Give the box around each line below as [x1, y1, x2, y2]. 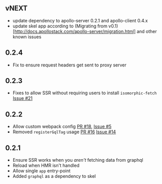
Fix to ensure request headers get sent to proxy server [12, 62, 127, 68]
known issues [12, 33, 42, 40]
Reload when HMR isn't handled [12, 162, 80, 169]
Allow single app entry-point [12, 168, 71, 174]
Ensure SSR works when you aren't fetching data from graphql [12, 157, 143, 163]
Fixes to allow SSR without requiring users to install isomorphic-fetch [12, 90, 157, 96]
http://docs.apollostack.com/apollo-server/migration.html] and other [14, 28, 157, 34]
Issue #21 [12, 95, 33, 101]
